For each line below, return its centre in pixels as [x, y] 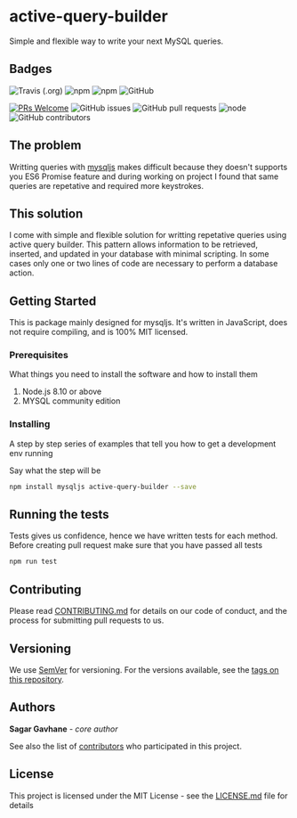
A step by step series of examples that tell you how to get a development [143, 444]
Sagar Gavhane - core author [64, 729]
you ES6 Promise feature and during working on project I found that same [144, 176]
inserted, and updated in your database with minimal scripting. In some [139, 254]
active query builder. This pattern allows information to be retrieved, [133, 245]
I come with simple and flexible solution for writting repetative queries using [148, 235]
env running [31, 453]
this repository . [37, 679]
